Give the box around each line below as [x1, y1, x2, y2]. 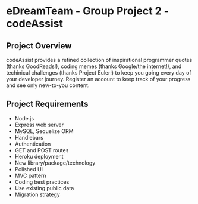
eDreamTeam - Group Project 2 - [6, 4, 169, 18]
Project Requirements [6, 99, 89, 109]
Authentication [14, 140, 51, 147]
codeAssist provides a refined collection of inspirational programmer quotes [6, 57, 193, 63]
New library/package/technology [14, 159, 96, 166]
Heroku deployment [14, 153, 64, 160]
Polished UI [14, 165, 43, 172]
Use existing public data [14, 184, 74, 191]
